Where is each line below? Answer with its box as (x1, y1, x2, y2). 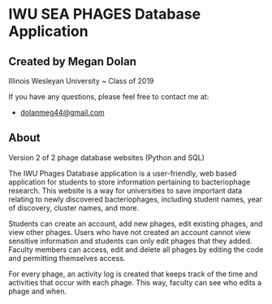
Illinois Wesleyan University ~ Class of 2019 (8, 76, 154, 85)
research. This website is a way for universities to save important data (8, 185, 243, 195)
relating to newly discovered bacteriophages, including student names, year (8, 194, 262, 204)
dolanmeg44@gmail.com (19, 107, 106, 117)
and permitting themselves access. (8, 253, 126, 263)
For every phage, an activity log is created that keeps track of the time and (8, 269, 258, 279)
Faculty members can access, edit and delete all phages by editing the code (8, 245, 264, 254)
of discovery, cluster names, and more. (8, 202, 140, 212)
